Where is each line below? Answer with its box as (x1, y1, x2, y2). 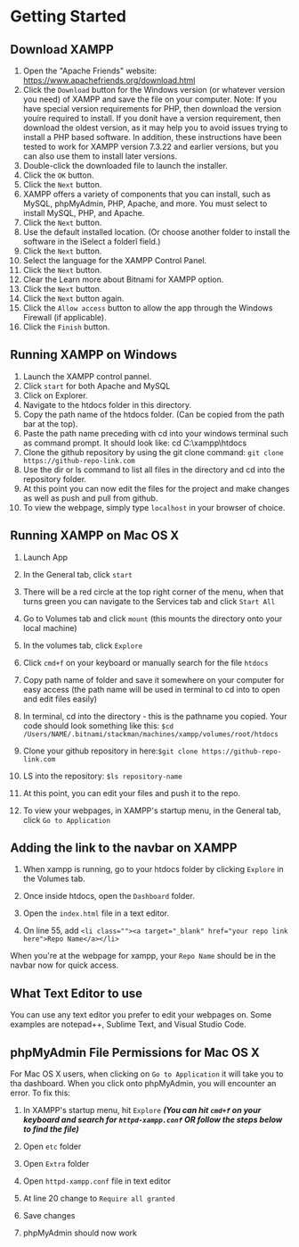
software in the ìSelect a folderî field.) (22, 237, 161, 246)
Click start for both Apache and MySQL (22, 380, 171, 391)
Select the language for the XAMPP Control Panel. (22, 255, 207, 265)
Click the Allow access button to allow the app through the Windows (22, 303, 273, 313)
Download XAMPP (10, 42, 114, 57)
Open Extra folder (22, 1159, 90, 1169)
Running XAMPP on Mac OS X (10, 528, 180, 544)
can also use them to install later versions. (22, 151, 177, 162)
